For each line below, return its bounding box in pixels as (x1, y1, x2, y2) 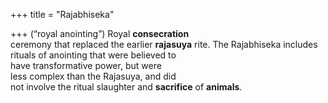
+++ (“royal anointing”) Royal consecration (10, 28, 190, 39)
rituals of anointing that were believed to (10, 49, 177, 61)
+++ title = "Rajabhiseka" (10, 9, 115, 20)
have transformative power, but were (10, 60, 162, 71)
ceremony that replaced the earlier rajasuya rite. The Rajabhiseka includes (10, 39, 318, 50)
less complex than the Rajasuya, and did (10, 70, 177, 82)
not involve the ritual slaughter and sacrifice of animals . (10, 81, 243, 93)
